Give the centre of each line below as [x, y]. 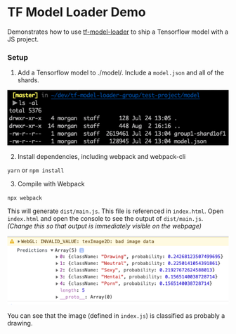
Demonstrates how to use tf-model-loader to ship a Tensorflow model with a [118, 32]
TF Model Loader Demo [77, 12]
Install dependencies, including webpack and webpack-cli [101, 157]
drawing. [20, 323]
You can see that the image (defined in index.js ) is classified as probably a [116, 315]
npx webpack [25, 198]
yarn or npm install [36, 170]
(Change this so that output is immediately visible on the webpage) [105, 226]
